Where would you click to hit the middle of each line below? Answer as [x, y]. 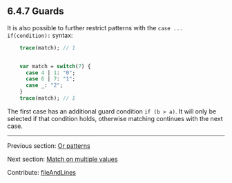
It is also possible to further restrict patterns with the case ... [95, 28]
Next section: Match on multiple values [62, 159]
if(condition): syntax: [40, 35]
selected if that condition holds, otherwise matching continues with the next [115, 118]
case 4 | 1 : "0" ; [50, 73]
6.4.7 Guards [36, 11]
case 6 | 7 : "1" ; [50, 79]
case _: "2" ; [44, 85]
